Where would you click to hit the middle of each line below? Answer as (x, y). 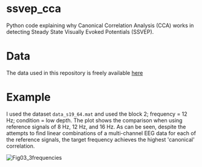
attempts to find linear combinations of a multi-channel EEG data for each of (101, 133)
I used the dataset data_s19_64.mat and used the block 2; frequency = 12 (97, 114)
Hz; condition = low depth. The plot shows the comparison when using (94, 120)
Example (28, 97)
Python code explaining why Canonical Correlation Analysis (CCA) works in (100, 25)
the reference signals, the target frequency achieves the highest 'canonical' (100, 139)
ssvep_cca (34, 9)
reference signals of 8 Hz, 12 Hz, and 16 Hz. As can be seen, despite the (96, 127)
